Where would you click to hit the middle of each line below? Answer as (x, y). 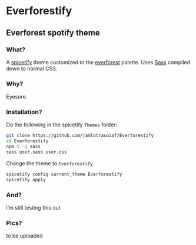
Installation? (24, 112)
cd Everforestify (27, 141)
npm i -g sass (24, 147)
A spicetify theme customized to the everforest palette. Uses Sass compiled (98, 62)
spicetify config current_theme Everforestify (64, 174)
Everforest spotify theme (53, 33)
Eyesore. (17, 97)
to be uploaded (24, 236)
